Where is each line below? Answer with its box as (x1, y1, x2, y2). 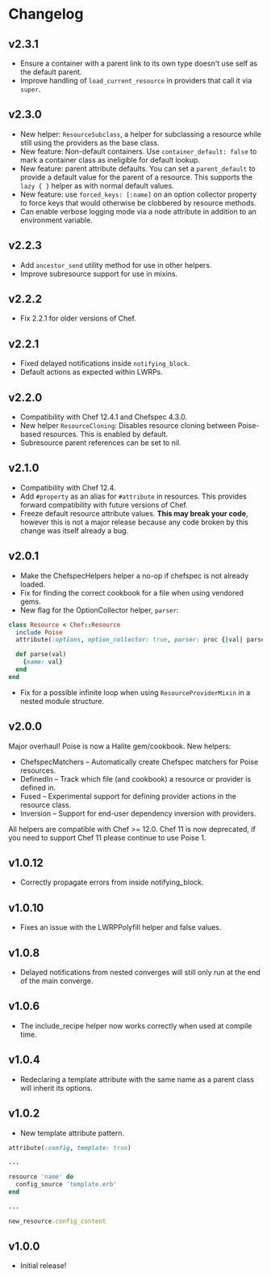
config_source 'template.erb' (15, 1181, 117, 1189)
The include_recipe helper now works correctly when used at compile (19, 1020, 252, 1030)
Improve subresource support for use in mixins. (19, 269, 178, 278)
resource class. (19, 800, 72, 809)
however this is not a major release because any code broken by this (19, 517, 248, 527)
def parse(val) (15, 651, 67, 659)
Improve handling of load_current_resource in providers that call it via (19, 76, 252, 85)
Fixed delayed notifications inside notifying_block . (19, 358, 190, 368)
